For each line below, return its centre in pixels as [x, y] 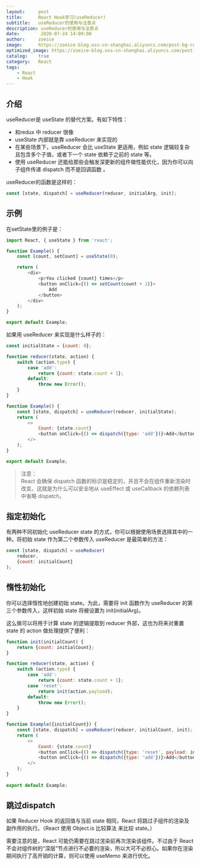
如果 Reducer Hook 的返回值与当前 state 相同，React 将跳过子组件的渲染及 [98, 821]
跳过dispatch [31, 806]
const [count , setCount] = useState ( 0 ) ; [68, 257]
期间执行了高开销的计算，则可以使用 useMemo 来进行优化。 [80, 856]
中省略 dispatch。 [43, 496]
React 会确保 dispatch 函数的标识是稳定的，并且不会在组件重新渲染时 [106, 481]
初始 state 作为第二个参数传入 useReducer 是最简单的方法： [95, 539]
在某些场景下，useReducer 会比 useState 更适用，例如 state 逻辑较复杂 [102, 147]
